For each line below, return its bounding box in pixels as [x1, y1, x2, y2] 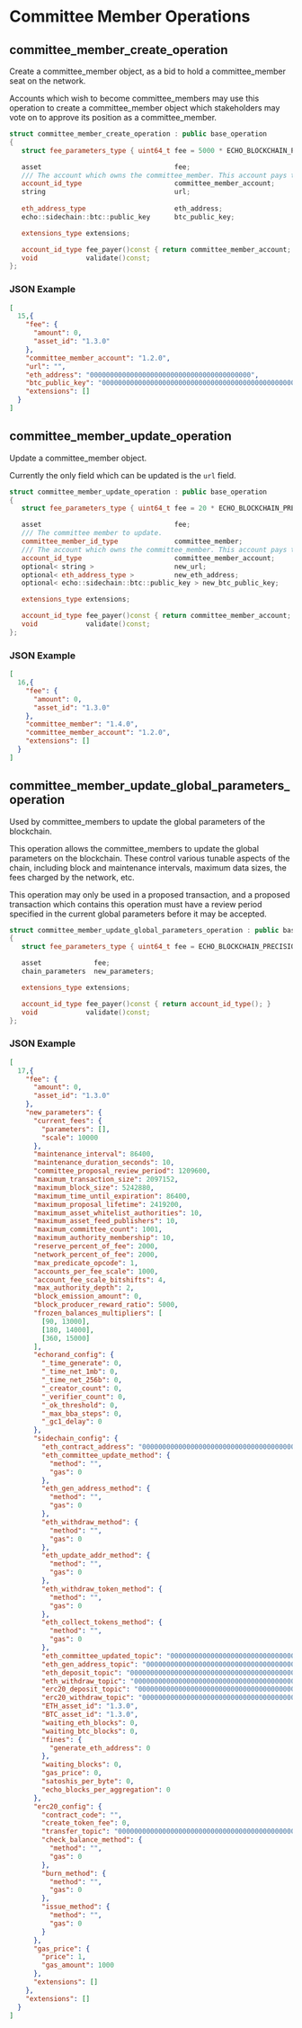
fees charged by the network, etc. [9, 871, 135, 882]
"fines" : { [41, 1735, 83, 1744]
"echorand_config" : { [32, 1351, 115, 1360]
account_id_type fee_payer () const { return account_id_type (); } [21, 999, 271, 1008]
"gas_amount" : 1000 [41, 1961, 115, 1970]
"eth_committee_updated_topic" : [41, 1651, 164, 1660]
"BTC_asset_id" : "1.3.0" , [41, 1711, 139, 1720]
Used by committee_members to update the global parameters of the [9, 816, 265, 826]
